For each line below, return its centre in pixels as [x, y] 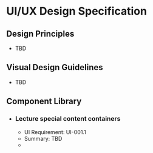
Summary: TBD [43, 138]
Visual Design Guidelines [55, 67]
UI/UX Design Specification [77, 11]
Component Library [44, 101]
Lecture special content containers [68, 119]
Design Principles [40, 34]
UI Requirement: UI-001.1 [55, 132]
